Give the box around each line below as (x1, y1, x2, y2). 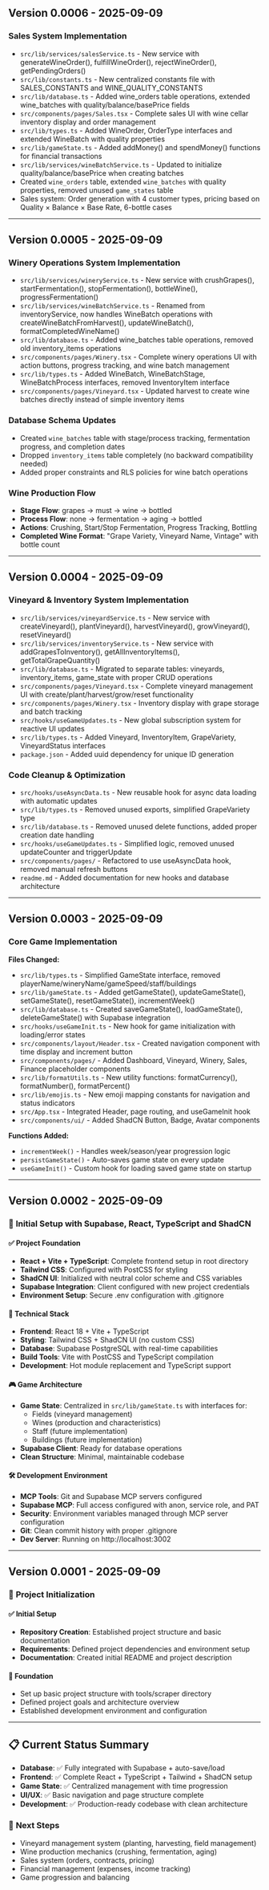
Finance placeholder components (19, 1064, 131, 1073)
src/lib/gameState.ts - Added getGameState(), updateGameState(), (19, 987, 247, 996)
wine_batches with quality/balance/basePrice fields (19, 100, 191, 109)
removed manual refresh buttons (19, 864, 128, 874)
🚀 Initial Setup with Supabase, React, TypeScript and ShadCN (8, 1218, 251, 1229)
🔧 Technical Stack (8, 1309, 70, 1318)
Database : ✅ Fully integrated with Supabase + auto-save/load (19, 1763, 226, 1773)
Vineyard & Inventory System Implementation (8, 594, 190, 605)
